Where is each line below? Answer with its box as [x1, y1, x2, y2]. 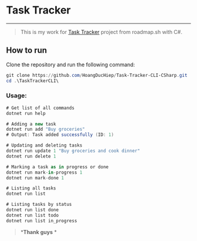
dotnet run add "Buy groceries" [6, 127, 85, 133]
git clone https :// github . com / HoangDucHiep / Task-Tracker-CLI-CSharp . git [6, 72, 188, 78]
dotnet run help [6, 110, 46, 116]
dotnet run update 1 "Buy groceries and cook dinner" [6, 148, 141, 154]
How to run [6, 45, 47, 56]
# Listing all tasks [6, 185, 57, 191]
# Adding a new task [6, 121, 57, 127]
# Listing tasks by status [6, 202, 72, 208]
